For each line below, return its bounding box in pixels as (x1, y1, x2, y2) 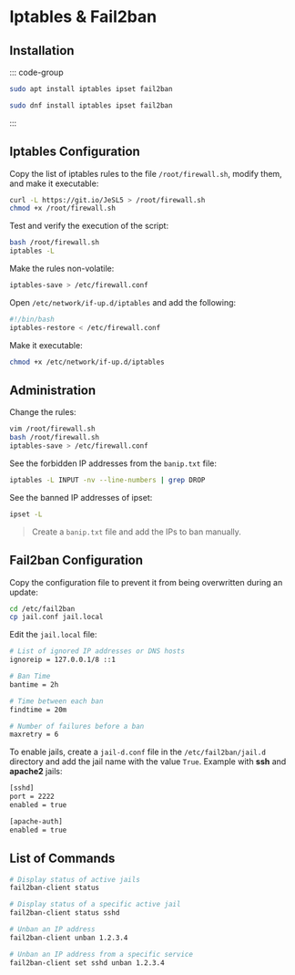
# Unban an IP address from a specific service (9, 949, 194, 959)
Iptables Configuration (9, 144, 141, 160)
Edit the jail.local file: (9, 629, 97, 640)
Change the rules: (9, 407, 76, 418)
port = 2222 (9, 792, 55, 802)
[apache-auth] (9, 816, 64, 826)
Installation (9, 43, 75, 58)
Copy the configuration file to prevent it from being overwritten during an (9, 576, 283, 587)
